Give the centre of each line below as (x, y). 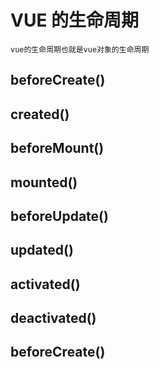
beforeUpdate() (59, 216)
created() (40, 114)
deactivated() (53, 318)
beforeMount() (57, 148)
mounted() (44, 182)
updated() (42, 250)
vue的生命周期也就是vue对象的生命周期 (80, 49)
